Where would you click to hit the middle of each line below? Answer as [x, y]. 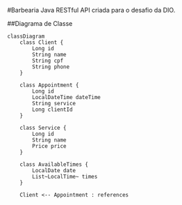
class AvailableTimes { [54, 165]
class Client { [42, 43]
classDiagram [26, 36]
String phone [51, 67]
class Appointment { [49, 85]
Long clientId [52, 109]
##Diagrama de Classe [40, 23]
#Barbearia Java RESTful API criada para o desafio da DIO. [91, 10]
